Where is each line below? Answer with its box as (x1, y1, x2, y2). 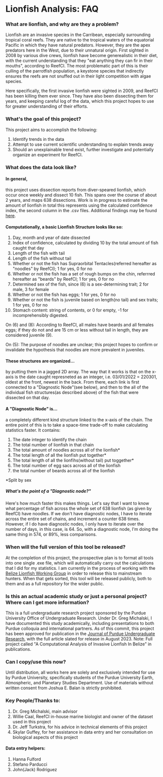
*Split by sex (5, 477, 32, 483)
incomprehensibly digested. (12, 312, 68, 318)
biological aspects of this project (12, 734, 78, 740)
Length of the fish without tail (12, 255, 72, 261)
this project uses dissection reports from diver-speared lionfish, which (5, 187, 146, 193)
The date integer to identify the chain (12, 436, 87, 442)
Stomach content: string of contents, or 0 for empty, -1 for (12, 307, 129, 313)
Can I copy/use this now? (5, 659, 66, 665)
